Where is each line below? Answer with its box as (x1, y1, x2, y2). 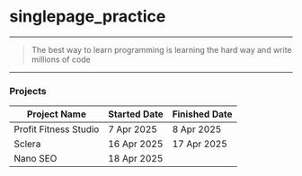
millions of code (31, 54, 92, 65)
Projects (9, 84, 47, 97)
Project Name (26, 108, 87, 120)
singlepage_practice (9, 6, 166, 27)
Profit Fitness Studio (13, 123, 100, 136)
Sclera (13, 137, 41, 150)
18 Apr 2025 (107, 153, 164, 165)
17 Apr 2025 (172, 137, 227, 150)
